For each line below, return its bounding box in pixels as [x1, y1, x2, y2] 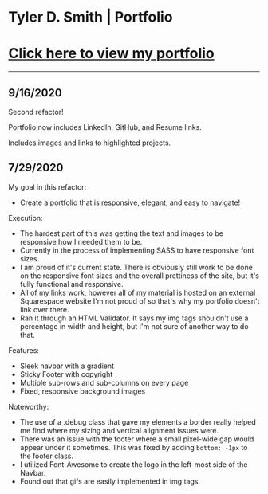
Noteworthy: [8, 402, 49, 411]
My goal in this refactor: [8, 182, 87, 191]
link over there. [19, 304, 69, 314]
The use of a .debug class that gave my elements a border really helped [19, 417, 257, 426]
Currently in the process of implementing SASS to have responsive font [19, 245, 254, 255]
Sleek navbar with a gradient [19, 361, 114, 370]
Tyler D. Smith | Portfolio [8, 8, 173, 26]
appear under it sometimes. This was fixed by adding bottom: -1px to [19, 442, 248, 452]
